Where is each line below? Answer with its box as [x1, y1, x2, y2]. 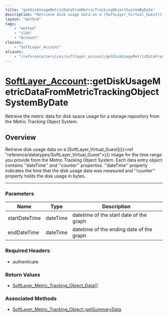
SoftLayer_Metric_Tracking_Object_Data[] [12, 282, 98, 288]
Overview [5, 133, 36, 142]
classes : [5, 40, 23, 45]
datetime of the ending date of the [72, 226, 152, 233]
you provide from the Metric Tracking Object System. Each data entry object [5, 157, 162, 163]
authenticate [12, 258, 38, 264]
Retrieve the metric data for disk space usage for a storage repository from [5, 113, 160, 119]
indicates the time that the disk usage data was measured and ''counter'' [5, 168, 155, 174]
